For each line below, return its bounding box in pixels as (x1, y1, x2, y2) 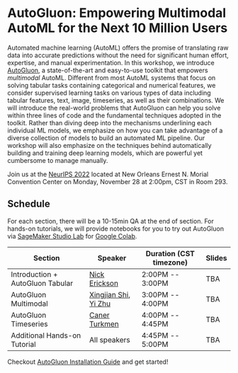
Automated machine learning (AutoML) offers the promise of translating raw (7, 43, 229, 52)
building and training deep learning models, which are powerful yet (7, 149, 203, 157)
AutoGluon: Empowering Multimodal (7, 5, 227, 21)
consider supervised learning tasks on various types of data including (7, 88, 211, 97)
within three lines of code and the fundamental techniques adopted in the (7, 111, 222, 120)
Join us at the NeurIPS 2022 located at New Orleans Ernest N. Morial (7, 170, 209, 178)
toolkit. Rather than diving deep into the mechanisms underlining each (7, 118, 212, 127)
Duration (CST (145, 248, 195, 258)
